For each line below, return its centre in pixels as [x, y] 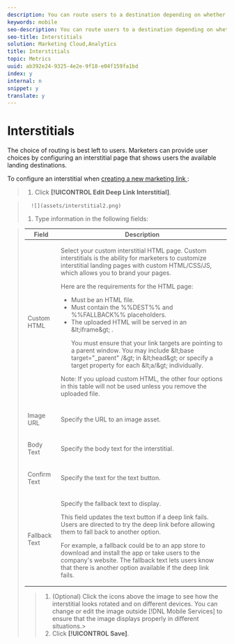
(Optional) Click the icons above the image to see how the [135, 597]
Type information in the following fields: [91, 219]
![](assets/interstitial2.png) [76, 206]
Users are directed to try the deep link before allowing [138, 524]
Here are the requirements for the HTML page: [127, 286]
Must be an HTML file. [102, 299]
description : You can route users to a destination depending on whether [117, 15]
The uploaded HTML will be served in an [128, 322]
